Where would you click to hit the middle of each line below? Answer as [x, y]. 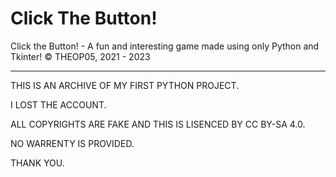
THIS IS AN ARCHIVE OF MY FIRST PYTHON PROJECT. [125, 85]
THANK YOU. [37, 163]
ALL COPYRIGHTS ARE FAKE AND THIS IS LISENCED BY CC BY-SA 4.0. [158, 124]
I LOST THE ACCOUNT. [58, 104]
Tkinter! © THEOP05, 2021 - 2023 [80, 56]
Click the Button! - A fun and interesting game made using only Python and [165, 46]
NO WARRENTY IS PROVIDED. [72, 143]
